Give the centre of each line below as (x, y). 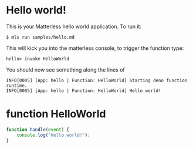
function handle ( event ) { (38, 130)
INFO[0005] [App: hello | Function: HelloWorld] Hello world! (84, 91)
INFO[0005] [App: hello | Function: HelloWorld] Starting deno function (97, 80)
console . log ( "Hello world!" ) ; (54, 135)
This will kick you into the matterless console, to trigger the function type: (95, 48)
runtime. (17, 86)
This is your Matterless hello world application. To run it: (74, 26)
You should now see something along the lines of (65, 70)
